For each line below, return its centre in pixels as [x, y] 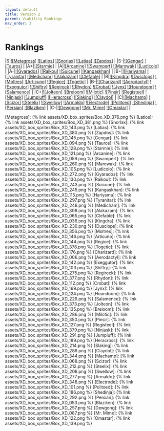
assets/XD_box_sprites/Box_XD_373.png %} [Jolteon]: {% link [67, 304]
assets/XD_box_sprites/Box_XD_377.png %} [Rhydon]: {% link [67, 278]
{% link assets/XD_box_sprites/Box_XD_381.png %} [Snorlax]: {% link [75, 122]
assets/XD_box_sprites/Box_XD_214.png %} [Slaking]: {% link [67, 345]
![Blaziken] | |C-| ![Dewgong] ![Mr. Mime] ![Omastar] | [77, 108]
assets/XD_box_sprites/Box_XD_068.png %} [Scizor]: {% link [66, 361]
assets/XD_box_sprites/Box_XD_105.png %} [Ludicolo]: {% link [68, 169]
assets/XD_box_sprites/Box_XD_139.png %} [49, 424]
